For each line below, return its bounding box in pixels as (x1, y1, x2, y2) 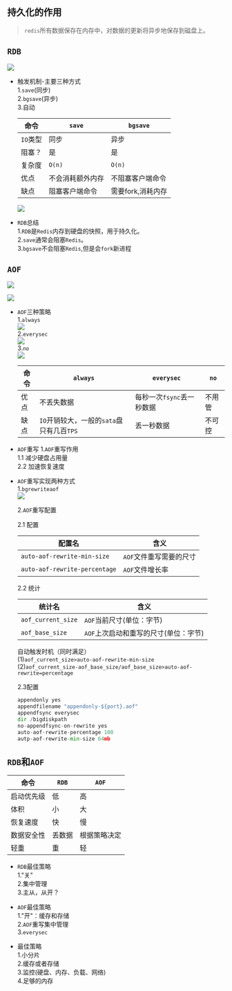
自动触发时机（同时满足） (17, 648, 90, 656)
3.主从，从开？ (17, 888, 60, 896)
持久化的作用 (7, 6, 62, 19)
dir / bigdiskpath (17, 716, 68, 723)
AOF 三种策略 (17, 308, 52, 316)
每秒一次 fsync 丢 (135, 392, 188, 402)
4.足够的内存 (17, 976, 54, 985)
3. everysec (17, 928, 48, 936)
